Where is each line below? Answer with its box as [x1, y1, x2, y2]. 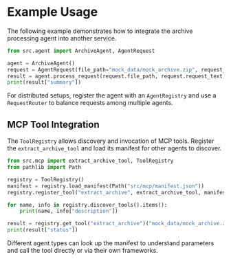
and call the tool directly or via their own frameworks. [7, 247, 158, 254]
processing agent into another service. [7, 34, 117, 42]
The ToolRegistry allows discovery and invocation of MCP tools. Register [7, 137, 214, 145]
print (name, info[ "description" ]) [19, 207, 118, 215]
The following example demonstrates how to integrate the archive [7, 27, 193, 35]
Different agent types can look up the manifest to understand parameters [7, 239, 214, 247]
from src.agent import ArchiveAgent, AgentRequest [7, 47, 155, 54]
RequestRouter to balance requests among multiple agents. [7, 99, 173, 107]
